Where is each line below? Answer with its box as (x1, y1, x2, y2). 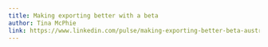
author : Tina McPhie (8, 19, 77, 27)
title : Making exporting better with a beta (8, 11, 159, 20)
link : (8, 26, 26, 34)
